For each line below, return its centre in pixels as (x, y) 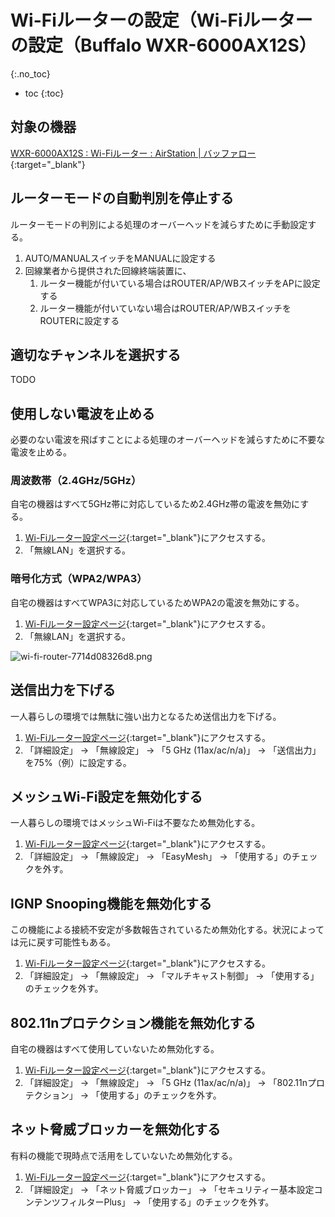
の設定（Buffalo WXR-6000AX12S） (163, 45)
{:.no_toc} (30, 73)
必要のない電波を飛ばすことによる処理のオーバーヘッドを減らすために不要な (168, 440)
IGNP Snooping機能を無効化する (111, 903)
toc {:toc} (44, 93)
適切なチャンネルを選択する (96, 354)
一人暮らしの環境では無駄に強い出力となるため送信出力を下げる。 (146, 716)
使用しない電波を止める (82, 413)
